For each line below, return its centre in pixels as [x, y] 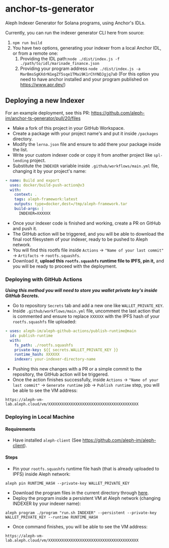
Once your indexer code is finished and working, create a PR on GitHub [87, 223]
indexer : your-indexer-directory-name [55, 359]
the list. [20, 150]
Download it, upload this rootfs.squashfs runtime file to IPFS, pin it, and [88, 261]
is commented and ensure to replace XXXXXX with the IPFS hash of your [86, 316]
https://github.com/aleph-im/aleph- [119, 440]
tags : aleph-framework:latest [46, 199]
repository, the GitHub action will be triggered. [61, 374]
